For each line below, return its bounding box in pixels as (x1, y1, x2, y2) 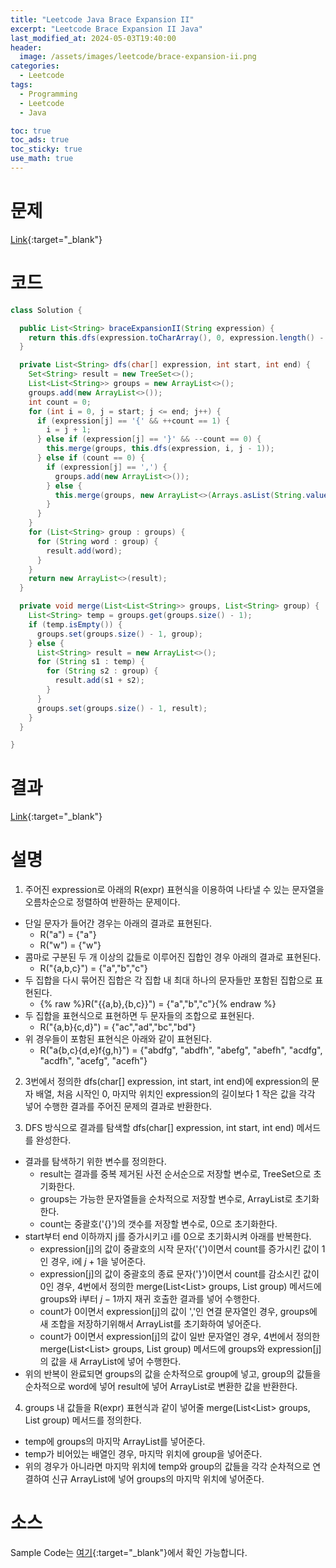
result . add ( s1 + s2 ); (54, 676, 145, 686)
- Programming (19, 89, 78, 99)
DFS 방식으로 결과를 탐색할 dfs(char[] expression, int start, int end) (24, 1122, 295, 1134)
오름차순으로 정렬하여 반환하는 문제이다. (24, 896, 181, 908)
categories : (10, 61, 60, 71)
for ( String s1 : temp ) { (36, 657, 145, 667)
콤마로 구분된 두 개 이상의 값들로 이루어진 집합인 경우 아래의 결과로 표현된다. (24, 951, 322, 963)
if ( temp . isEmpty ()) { (28, 619, 123, 630)
